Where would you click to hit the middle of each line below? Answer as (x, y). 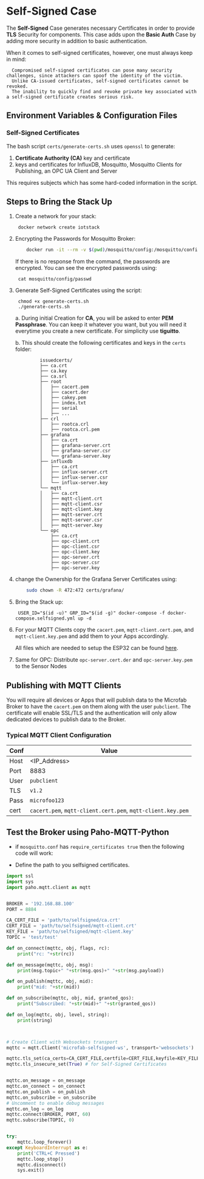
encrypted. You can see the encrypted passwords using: (86, 268)
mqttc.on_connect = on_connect (46, 1087)
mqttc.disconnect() (42, 1165)
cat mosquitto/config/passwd (55, 279)
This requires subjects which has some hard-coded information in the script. (102, 182)
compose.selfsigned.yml (45, 618)
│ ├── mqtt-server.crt (71, 515)
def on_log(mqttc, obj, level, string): (58, 1015)
